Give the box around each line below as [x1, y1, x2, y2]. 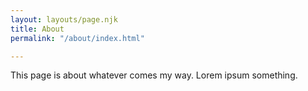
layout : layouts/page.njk [10, 14, 118, 25]
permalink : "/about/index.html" [10, 33, 145, 43]
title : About [10, 24, 65, 34]
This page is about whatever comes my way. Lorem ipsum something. [10, 69, 298, 81]
